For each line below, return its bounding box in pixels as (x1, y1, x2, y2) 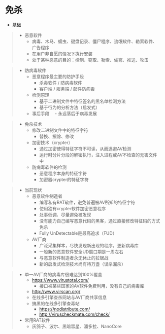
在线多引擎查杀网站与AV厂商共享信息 (32, 294, 107, 300)
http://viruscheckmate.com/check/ (39, 311, 110, 317)
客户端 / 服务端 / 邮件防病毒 (39, 86, 95, 92)
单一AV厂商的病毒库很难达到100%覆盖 (24, 271, 102, 277)
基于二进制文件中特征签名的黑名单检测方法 (39, 98, 126, 104)
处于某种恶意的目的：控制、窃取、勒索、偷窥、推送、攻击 (32, 57, 149, 63)
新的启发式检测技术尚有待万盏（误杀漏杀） (39, 261, 126, 267)
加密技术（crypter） (32, 139, 73, 146)
